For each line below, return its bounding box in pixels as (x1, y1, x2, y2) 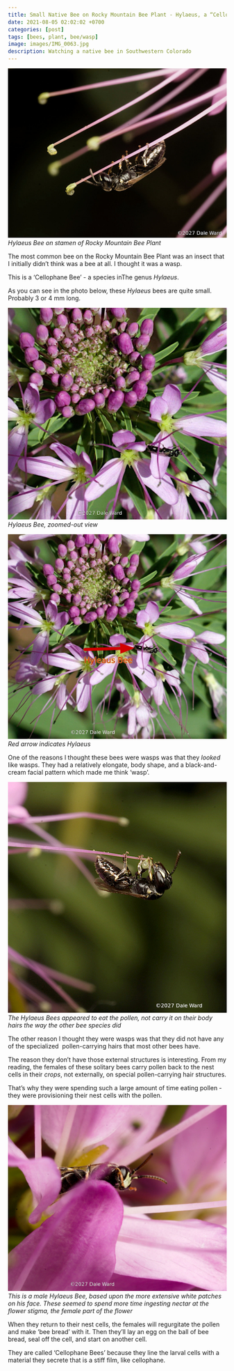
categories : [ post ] (8, 26, 65, 33)
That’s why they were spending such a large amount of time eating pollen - (8, 1083, 222, 1092)
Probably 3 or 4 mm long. (8, 294, 81, 302)
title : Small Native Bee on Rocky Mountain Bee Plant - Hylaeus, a (8, 11, 208, 18)
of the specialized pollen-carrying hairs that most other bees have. (8, 1041, 201, 1050)
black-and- (185, 760, 217, 769)
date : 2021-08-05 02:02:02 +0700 (8, 18, 105, 26)
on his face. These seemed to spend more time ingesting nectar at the (8, 1299, 209, 1308)
